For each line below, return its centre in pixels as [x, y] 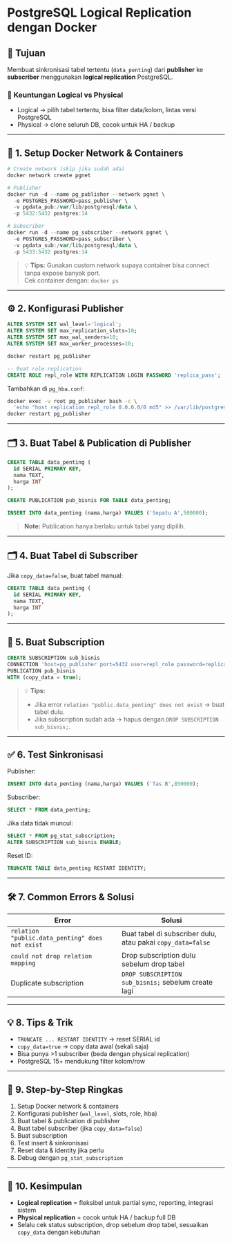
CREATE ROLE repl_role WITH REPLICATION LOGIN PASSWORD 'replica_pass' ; [114, 375]
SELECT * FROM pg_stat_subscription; [61, 836]
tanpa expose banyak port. [62, 273]
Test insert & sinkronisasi [52, 1143]
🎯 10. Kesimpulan [45, 1186]
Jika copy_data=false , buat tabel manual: [65, 575]
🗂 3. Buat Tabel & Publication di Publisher [99, 443]
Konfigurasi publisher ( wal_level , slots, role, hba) [87, 1114]
